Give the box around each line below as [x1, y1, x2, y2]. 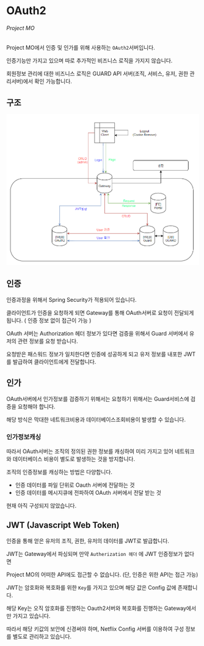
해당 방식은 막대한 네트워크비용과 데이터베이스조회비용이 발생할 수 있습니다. [6, 416, 186, 423]
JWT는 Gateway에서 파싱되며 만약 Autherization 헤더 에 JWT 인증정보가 [6, 550, 183, 557]
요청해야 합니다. [17, 402, 56, 410]
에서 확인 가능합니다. [23, 78, 72, 85]
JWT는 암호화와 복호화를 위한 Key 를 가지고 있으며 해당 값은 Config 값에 [6, 584, 177, 591]
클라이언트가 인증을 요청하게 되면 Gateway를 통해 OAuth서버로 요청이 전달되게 [6, 309, 194, 316]
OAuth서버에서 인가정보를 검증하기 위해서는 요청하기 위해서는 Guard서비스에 [6, 395, 189, 402]
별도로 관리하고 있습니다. [12, 633, 72, 640]
